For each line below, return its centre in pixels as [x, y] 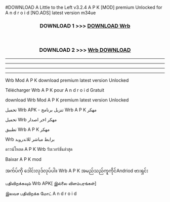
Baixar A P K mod [24, 159]
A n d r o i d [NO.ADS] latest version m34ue [51, 13]
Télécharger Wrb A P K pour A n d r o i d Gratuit [55, 90]
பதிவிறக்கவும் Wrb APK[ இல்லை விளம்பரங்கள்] [51, 183]
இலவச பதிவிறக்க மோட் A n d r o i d [41, 193]
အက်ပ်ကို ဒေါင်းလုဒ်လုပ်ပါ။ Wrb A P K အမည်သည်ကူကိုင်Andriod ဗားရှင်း [77, 171]
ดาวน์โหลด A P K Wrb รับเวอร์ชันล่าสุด [39, 149]
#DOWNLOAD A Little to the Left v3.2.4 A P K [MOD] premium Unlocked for [84, 7]
